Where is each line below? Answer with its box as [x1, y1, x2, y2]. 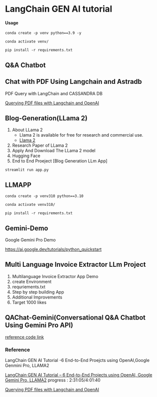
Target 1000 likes [12, 299, 47, 305]
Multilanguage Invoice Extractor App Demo [12, 273, 99, 279]
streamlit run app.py [5, 167, 49, 173]
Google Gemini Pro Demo [5, 237, 56, 243]
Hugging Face [12, 153, 40, 159]
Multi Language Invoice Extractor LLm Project [5, 260, 146, 269]
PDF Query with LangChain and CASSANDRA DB [5, 90, 103, 96]
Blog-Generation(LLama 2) [5, 114, 87, 122]
